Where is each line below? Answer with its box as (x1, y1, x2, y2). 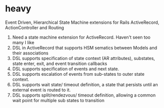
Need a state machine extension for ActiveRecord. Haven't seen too (12, 34, 151, 40)
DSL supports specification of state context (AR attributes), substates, (12, 55, 155, 61)
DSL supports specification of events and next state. (12, 65, 120, 72)
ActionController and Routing (5, 24, 64, 30)
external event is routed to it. (12, 87, 71, 93)
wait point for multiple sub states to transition (12, 97, 105, 103)
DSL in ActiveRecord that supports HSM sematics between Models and (12, 45, 157, 51)
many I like (12, 39, 35, 45)
